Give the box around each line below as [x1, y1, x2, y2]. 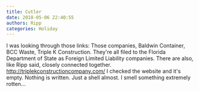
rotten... [6, 81, 26, 88]
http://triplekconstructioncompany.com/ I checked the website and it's [6, 67, 181, 75]
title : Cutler [6, 8, 42, 15]
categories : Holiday [6, 25, 58, 32]
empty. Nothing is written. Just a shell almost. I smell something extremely [6, 74, 191, 81]
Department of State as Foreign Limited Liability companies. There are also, [6, 55, 194, 62]
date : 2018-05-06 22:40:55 [6, 14, 74, 20]
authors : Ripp [6, 20, 42, 26]
